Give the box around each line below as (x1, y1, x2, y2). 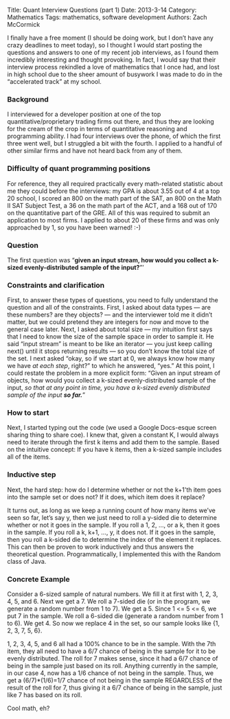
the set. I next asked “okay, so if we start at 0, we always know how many (7, 354, 215, 363)
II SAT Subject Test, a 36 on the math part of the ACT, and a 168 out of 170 (7, 201, 218, 209)
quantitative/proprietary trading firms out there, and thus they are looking (7, 117, 214, 126)
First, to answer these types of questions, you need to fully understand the (7, 296, 218, 304)
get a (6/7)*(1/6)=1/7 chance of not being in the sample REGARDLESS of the (7, 676, 222, 685)
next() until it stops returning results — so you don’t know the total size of (7, 347, 215, 356)
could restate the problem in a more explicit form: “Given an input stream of (7, 369, 221, 377)
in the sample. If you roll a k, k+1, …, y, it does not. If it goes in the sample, (7, 528, 216, 536)
